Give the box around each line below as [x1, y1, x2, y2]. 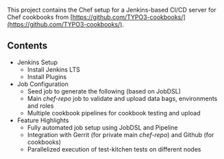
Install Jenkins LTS [27, 65, 80, 74]
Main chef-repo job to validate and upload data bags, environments [27, 94, 218, 102]
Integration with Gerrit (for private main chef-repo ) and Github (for [27, 130, 214, 139]
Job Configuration [16, 80, 69, 88]
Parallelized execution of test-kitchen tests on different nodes [27, 145, 201, 153]
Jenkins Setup [16, 58, 58, 66]
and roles [27, 102, 54, 110]
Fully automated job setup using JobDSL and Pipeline [27, 123, 178, 132]
